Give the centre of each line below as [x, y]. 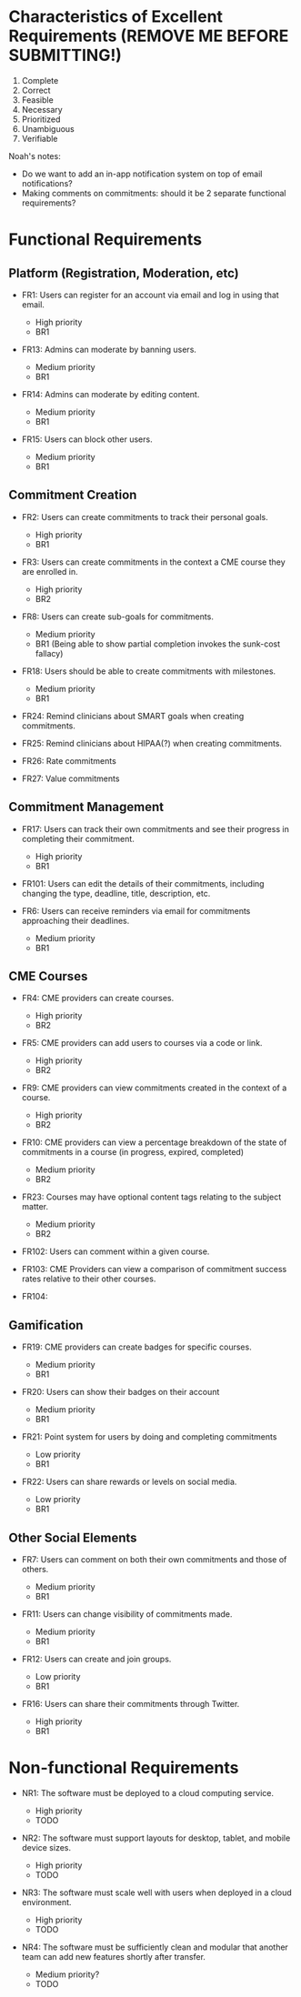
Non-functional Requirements [124, 1768]
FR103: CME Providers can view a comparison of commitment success [154, 1269]
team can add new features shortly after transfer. [114, 1956]
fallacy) [49, 653]
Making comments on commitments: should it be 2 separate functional [154, 193]
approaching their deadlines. [75, 920]
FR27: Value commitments [70, 778]
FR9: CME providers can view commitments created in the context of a [154, 1088]
